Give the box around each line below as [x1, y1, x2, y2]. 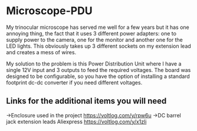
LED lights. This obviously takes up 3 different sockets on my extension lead [6, 42, 192, 50]
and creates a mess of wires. [6, 48, 77, 55]
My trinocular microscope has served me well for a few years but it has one [6, 24, 190, 31]
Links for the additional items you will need [6, 96, 167, 106]
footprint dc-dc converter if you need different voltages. [6, 78, 143, 86]
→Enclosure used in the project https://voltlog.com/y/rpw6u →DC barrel [6, 112, 181, 119]
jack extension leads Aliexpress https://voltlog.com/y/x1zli [6, 118, 147, 125]
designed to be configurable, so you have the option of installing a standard [6, 73, 190, 80]
